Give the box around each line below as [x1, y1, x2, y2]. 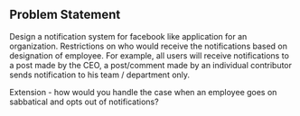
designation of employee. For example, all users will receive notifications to [9, 49, 289, 61]
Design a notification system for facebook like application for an [9, 31, 248, 41]
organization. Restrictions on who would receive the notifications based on [9, 40, 287, 51]
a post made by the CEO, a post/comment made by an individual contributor [9, 59, 292, 70]
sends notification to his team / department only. [9, 69, 191, 80]
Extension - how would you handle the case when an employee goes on [9, 86, 277, 97]
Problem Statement [9, 7, 121, 22]
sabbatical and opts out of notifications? [9, 96, 160, 107]
